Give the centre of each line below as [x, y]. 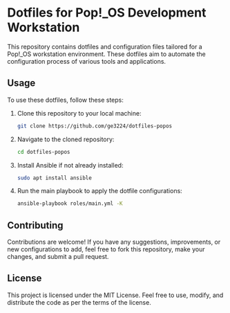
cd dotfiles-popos [44, 152]
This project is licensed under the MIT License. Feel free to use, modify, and [115, 295]
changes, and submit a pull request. [58, 257]
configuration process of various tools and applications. [87, 61]
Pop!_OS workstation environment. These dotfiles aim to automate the [106, 54]
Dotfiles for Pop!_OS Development [107, 13]
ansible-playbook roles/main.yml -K [70, 204]
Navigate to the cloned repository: [66, 139]
